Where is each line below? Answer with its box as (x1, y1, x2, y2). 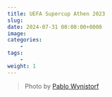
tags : (7, 50, 23, 57)
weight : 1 (7, 63, 37, 70)
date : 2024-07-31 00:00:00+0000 (7, 23, 102, 30)
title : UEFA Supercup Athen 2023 (7, 10, 106, 18)
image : (7, 30, 27, 37)
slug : (7, 17, 23, 24)
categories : (7, 37, 42, 44)
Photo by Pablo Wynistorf (24, 82, 99, 90)
